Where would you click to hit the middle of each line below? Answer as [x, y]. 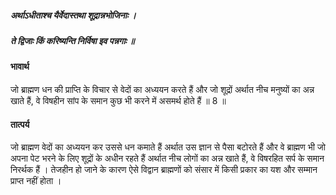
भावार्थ [20, 67]
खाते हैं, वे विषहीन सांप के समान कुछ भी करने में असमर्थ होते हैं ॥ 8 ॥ [118, 100]
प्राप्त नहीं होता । [36, 181]
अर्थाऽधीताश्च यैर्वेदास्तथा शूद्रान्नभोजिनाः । [73, 15]
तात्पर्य [20, 124]
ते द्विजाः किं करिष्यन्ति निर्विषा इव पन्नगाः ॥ [72, 40]
